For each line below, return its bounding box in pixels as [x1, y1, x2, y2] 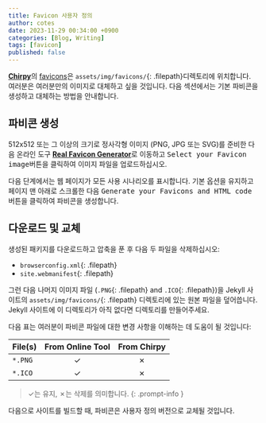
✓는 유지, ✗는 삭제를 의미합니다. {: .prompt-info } [27, 389, 184, 398]
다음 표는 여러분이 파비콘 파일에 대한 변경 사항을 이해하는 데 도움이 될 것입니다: [8, 321, 252, 331]
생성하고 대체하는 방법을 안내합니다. [8, 91, 119, 100]
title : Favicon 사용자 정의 [8, 11, 93, 20]
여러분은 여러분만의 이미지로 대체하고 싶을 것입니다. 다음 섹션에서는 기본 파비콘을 [8, 81, 259, 91]
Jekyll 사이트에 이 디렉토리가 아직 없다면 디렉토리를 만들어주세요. [8, 305, 210, 314]
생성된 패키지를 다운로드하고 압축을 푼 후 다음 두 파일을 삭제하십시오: [8, 244, 220, 254]
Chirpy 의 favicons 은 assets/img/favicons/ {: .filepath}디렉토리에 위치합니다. [8, 72, 252, 80]
